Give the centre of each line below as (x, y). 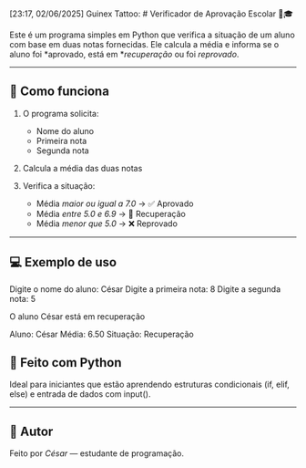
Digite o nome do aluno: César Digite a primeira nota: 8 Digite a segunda (145, 289)
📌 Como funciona (59, 92)
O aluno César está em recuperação (77, 316)
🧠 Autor (31, 431)
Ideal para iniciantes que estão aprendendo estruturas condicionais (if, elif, (149, 385)
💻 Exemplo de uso (63, 262)
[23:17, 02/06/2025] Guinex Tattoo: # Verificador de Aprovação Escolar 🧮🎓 (152, 14)
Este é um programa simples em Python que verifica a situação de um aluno (153, 35)
